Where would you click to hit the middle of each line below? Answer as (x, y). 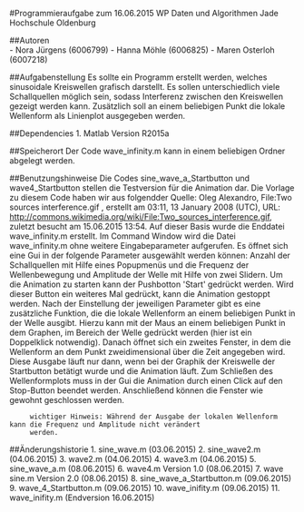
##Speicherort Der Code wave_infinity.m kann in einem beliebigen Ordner (147, 151)
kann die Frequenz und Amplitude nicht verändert (105, 425)
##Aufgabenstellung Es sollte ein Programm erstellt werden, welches (138, 77)
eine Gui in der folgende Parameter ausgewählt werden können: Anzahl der (150, 255)
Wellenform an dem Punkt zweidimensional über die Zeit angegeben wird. (147, 352)
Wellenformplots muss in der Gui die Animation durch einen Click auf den (146, 381)
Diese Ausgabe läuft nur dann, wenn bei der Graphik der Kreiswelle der (142, 361)
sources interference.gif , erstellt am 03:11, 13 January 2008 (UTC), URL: (145, 207)
